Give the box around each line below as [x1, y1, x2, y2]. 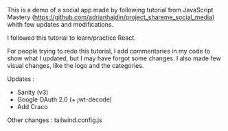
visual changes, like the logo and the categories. [7, 62, 144, 69]
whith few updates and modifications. [7, 21, 114, 28]
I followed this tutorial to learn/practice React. [7, 34, 136, 42]
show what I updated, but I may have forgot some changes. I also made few [7, 54, 221, 62]
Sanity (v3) [16, 88, 49, 96]
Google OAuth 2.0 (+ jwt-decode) [16, 95, 112, 104]
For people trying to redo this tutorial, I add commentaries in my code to [7, 47, 211, 55]
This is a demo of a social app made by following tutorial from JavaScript [7, 6, 214, 14]
